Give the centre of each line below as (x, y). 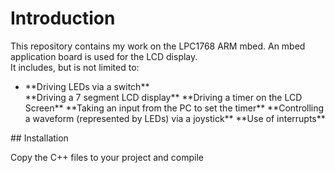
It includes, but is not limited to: (75, 67)
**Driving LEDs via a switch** (87, 86)
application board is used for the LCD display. (104, 56)
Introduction (63, 18)
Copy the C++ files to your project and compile (107, 157)
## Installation (39, 138)
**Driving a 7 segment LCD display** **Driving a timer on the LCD (163, 97)
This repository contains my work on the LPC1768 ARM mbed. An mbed (158, 46)
